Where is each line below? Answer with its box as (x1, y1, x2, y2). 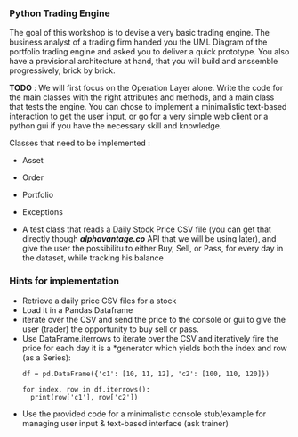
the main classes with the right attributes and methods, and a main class (9, 92, 275, 103)
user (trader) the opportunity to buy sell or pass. (21, 324, 199, 334)
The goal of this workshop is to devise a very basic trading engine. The (9, 28, 270, 38)
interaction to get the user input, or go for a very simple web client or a (9, 111, 269, 122)
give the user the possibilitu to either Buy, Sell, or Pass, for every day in (21, 243, 284, 254)
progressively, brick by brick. (9, 65, 116, 76)
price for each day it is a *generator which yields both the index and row (21, 342, 287, 353)
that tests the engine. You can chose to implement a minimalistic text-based (9, 102, 287, 112)
